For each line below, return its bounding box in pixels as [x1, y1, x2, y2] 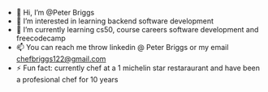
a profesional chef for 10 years [15, 75, 119, 84]
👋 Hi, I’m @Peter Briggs [15, 8, 95, 17]
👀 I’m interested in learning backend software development [15, 16, 214, 26]
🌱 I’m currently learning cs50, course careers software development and [15, 25, 259, 34]
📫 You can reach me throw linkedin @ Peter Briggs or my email [15, 43, 229, 52]
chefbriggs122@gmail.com [15, 54, 106, 64]
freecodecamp [15, 33, 67, 43]
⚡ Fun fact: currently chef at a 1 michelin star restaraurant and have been [15, 63, 260, 73]
